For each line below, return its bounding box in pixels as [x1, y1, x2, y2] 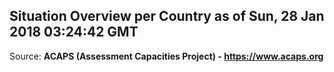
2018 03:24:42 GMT [9, 24, 139, 41]
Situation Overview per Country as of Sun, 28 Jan [9, 8, 325, 25]
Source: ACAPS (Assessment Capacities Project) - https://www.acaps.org [9, 50, 324, 62]
